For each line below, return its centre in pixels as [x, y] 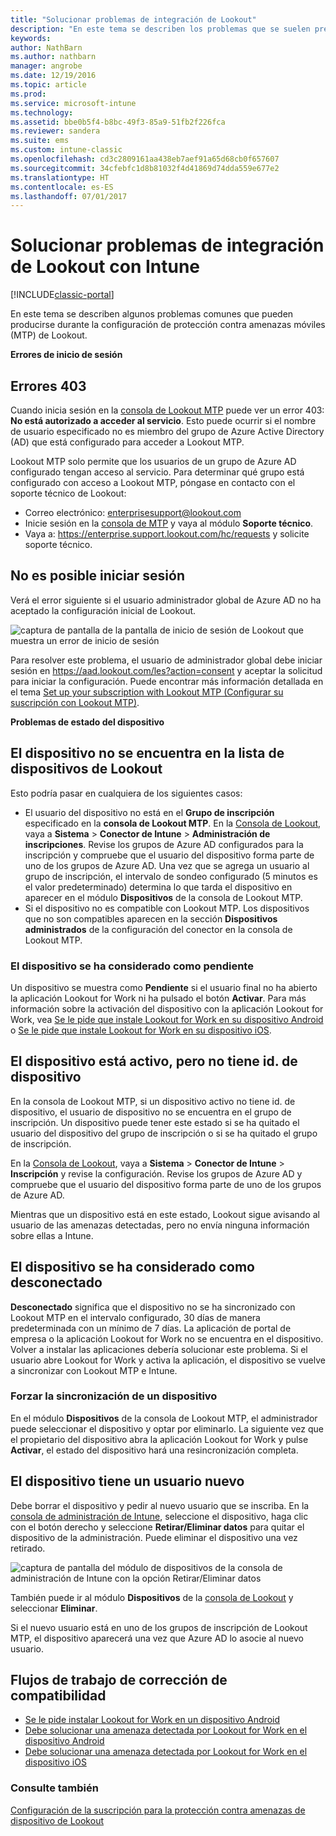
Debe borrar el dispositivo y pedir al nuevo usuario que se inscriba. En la [160, 1505]
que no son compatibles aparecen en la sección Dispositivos [151, 918]
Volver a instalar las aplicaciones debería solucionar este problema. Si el [159, 1349]
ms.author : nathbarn [53, 57]
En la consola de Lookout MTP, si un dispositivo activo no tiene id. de [153, 1101]
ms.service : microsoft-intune [73, 103]
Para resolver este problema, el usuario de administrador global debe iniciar [166, 660]
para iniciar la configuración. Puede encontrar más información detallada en [167, 681]
